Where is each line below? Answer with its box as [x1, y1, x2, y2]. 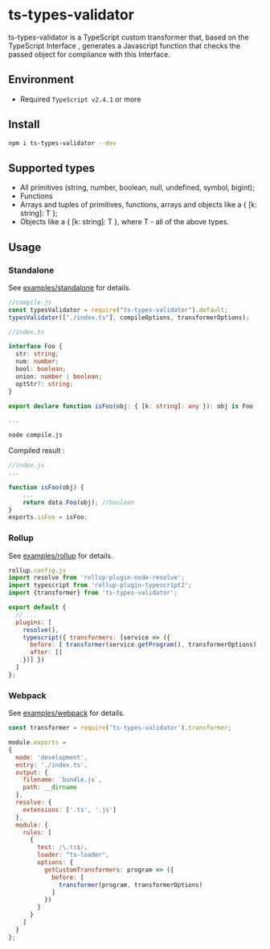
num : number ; [15, 357, 59, 366]
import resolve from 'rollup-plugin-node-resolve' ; [8, 574, 185, 582]
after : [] [29, 648, 63, 656]
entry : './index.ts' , [15, 760, 88, 769]
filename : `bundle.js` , [22, 776, 103, 784]
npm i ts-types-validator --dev [8, 139, 117, 147]
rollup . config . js [8, 566, 67, 574]
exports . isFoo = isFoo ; [8, 514, 88, 522]
